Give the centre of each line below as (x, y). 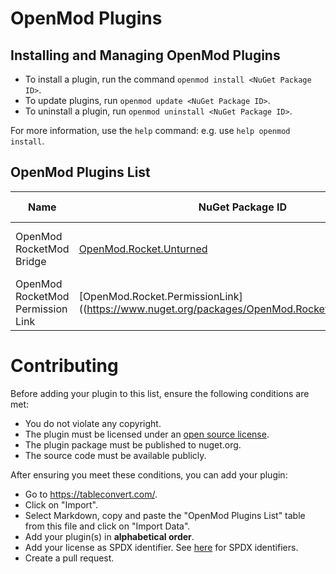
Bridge (31, 261)
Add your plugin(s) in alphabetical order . (109, 536)
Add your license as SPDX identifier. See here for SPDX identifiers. (161, 547)
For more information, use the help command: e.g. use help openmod (150, 130)
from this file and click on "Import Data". (107, 526)
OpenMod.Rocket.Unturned (143, 249)
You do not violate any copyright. (93, 423)
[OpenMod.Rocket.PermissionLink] (160, 296)
